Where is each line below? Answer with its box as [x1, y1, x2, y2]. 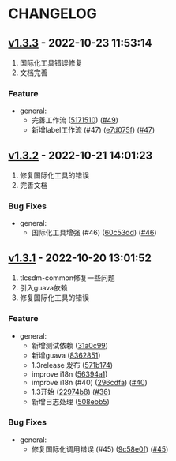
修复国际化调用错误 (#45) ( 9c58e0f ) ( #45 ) [31, 444, 169, 454]
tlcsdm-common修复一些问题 [19, 273, 116, 283]
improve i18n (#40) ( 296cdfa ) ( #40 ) [31, 377, 148, 387]
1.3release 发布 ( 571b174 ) [31, 360, 113, 369]
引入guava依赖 [19, 283, 68, 293]
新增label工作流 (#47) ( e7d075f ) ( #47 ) [31, 126, 155, 135]
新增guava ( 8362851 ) [31, 350, 101, 360]
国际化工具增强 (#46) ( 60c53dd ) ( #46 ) [31, 228, 157, 238]
